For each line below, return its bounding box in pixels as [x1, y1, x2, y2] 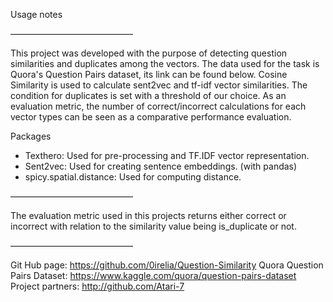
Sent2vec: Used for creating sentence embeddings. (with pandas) [24, 160, 298, 172]
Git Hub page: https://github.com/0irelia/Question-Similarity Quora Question [10, 259, 324, 271]
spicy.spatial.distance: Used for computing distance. [24, 171, 242, 183]
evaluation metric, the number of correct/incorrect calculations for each [10, 100, 307, 112]
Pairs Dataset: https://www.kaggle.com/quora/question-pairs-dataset [10, 270, 297, 281]
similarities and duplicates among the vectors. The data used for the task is [10, 58, 320, 69]
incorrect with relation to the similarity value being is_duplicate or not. [10, 220, 297, 232]
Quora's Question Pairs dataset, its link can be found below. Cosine [10, 69, 288, 80]
